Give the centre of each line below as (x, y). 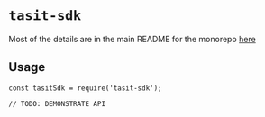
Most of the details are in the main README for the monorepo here (132, 39)
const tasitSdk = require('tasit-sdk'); (86, 88)
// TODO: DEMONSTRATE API (57, 103)
